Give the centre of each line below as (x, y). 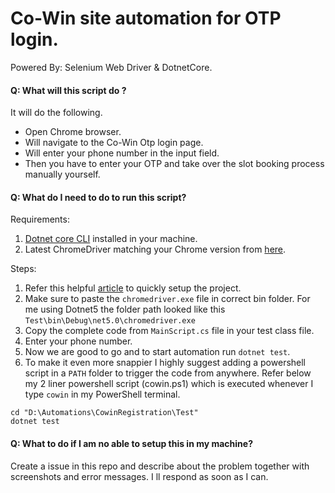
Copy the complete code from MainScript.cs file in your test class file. (169, 331)
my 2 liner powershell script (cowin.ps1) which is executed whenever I (169, 384)
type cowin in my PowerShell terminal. (102, 394)
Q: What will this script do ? (68, 90)
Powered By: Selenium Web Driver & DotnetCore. (111, 67)
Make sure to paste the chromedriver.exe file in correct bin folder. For (167, 299)
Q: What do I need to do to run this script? (98, 197)
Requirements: (40, 219)
